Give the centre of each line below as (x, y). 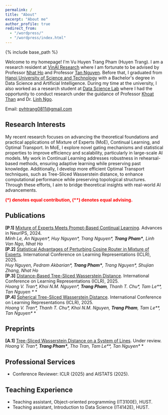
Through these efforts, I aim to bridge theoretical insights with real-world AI (83, 185)
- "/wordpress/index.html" (38, 38)
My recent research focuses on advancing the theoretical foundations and (82, 136)
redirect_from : (21, 29)
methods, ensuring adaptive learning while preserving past (80, 163)
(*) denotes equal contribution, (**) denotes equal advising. (69, 200)
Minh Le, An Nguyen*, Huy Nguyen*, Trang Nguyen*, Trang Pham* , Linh (80, 238)
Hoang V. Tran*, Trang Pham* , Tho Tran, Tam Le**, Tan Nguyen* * (74, 346)
